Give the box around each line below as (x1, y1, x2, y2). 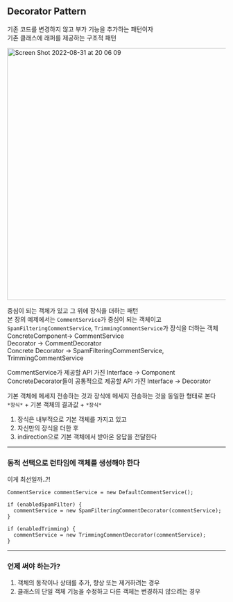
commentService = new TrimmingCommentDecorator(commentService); (13, 532, 207, 539)
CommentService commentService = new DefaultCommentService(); (7, 489, 194, 496)
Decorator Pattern (7, 6, 87, 17)
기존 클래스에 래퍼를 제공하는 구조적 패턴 (7, 33, 116, 42)
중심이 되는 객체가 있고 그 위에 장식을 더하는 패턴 (7, 306, 139, 315)
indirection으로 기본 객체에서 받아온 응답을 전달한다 (17, 432, 157, 441)
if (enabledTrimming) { (7, 526, 76, 532)
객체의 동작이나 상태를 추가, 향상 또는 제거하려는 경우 (17, 578, 160, 587)
